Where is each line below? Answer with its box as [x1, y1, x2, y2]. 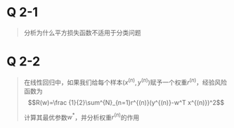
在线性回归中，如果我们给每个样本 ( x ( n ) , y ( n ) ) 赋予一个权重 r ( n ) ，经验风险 [23, 77, 228, 87]
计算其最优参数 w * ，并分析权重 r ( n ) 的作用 [23, 112, 140, 122]
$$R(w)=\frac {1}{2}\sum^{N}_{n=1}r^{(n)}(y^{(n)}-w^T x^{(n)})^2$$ [27, 98, 225, 106]
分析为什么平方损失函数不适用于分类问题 [23, 28, 141, 37]
